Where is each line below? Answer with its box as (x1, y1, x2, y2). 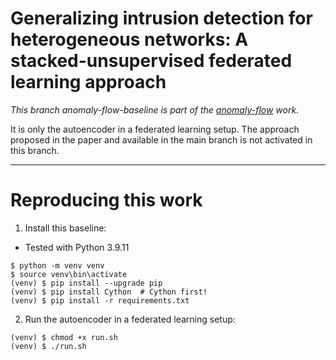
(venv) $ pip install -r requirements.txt (10, 295, 190, 306)
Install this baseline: (24, 222, 107, 234)
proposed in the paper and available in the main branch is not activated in (10, 133, 313, 146)
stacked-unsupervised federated (10, 50, 293, 72)
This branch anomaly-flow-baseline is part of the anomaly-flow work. (10, 103, 300, 116)
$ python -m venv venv (10, 260, 105, 271)
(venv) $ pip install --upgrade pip (10, 278, 163, 288)
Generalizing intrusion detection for (10, 7, 313, 30)
